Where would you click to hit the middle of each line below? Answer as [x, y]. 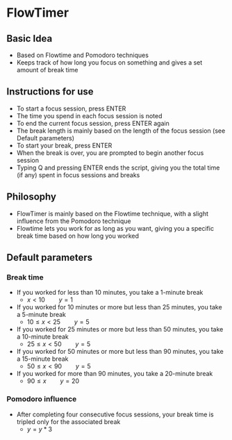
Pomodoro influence [42, 399]
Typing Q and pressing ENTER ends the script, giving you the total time [118, 168]
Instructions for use [50, 92]
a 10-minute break [42, 337]
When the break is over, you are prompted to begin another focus [110, 153]
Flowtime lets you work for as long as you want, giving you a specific [115, 228]
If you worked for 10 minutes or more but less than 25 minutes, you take [119, 307]
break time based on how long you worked [78, 236]
